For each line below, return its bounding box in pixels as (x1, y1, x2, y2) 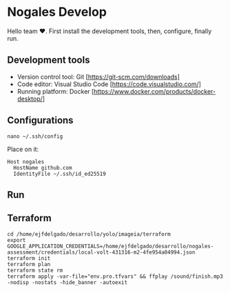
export (7, 236, 26, 243)
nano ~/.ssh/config (7, 132, 63, 140)
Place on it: (7, 145, 39, 153)
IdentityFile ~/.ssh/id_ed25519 (13, 170, 107, 177)
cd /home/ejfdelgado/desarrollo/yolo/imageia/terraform (7, 230, 171, 238)
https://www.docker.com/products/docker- (94, 87, 216, 95)
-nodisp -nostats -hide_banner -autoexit (7, 279, 128, 286)
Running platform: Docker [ (17, 87, 94, 95)
